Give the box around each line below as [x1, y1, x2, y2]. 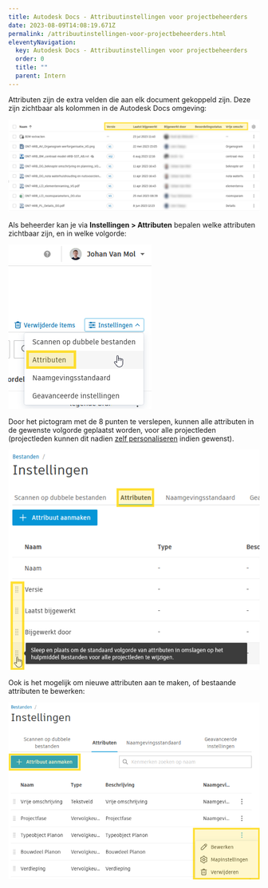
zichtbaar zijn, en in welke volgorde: [8, 228, 127, 238]
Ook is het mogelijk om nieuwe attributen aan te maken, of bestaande [8, 677, 237, 687]
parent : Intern [15, 72, 66, 80]
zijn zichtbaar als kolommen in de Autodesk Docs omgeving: [8, 103, 207, 113]
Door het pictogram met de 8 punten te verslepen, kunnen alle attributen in [8, 416, 254, 426]
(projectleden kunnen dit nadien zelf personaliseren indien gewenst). [8, 434, 235, 443]
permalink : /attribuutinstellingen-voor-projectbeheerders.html [8, 30, 227, 38]
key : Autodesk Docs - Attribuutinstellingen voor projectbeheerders [15, 46, 248, 55]
